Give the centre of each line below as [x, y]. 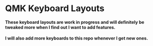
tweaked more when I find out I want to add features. [60, 27]
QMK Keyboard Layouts [55, 8]
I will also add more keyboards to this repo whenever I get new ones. [76, 38]
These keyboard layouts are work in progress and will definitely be [75, 22]
